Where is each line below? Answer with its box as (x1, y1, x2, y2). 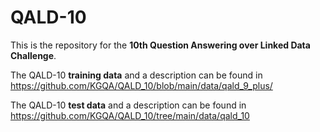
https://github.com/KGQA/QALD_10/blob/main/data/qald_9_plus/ (10, 79, 273, 91)
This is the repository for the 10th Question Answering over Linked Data (10, 39, 311, 51)
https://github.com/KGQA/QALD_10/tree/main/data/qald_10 (10, 109, 250, 121)
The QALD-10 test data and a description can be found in (10, 99, 247, 111)
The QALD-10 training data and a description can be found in (10, 69, 263, 81)
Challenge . (10, 49, 57, 61)
